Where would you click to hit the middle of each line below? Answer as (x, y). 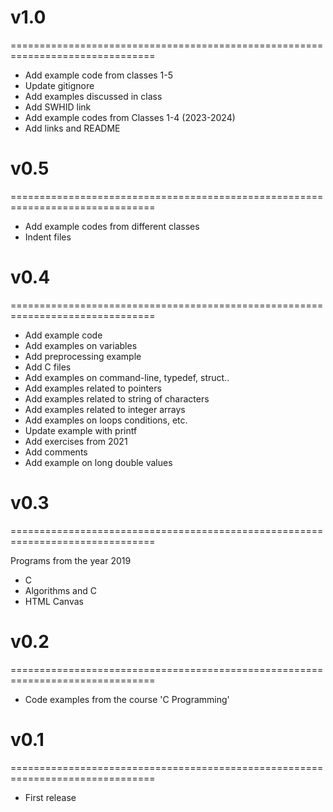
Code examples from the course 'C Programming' (127, 699)
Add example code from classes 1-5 (99, 75)
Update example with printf (81, 430)
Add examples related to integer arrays (105, 409)
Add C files (48, 367)
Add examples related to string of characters (117, 398)
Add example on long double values (98, 462)
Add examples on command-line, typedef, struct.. (127, 377)
